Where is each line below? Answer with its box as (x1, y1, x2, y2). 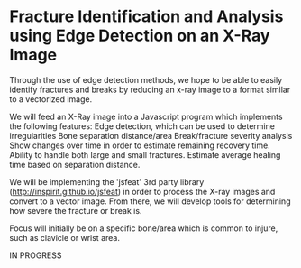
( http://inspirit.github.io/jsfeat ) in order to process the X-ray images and (9, 186, 276, 197)
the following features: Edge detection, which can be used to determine (9, 120, 275, 132)
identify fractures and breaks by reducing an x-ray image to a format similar (9, 84, 291, 95)
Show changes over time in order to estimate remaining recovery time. (9, 140, 270, 151)
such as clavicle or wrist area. (9, 232, 120, 243)
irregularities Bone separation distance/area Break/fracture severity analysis (9, 130, 293, 141)
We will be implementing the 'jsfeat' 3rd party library (9, 176, 205, 187)
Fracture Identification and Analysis (9, 6, 284, 27)
